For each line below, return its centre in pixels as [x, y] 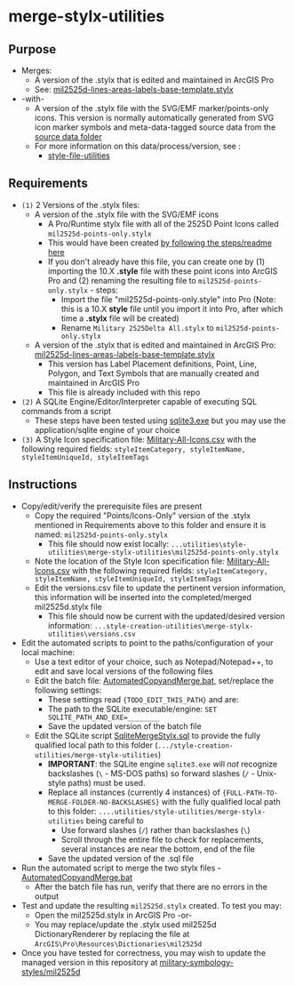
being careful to [115, 821]
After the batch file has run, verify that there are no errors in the [151, 886]
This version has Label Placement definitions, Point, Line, [152, 364]
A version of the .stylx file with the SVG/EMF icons [127, 214]
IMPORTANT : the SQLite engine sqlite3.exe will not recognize [163, 764]
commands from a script [66, 411]
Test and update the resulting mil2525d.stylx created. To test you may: [151, 905]
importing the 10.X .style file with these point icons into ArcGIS [163, 271]
